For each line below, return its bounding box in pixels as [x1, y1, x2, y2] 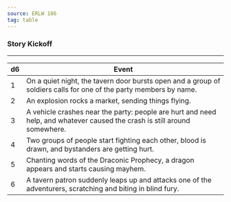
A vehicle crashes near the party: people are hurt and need [26, 107, 217, 117]
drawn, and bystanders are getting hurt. [26, 144, 155, 154]
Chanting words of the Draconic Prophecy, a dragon [26, 155, 195, 165]
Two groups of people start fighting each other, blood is [26, 135, 206, 145]
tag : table [7, 17, 38, 23]
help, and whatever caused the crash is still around [26, 115, 190, 125]
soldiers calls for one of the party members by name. [26, 84, 197, 94]
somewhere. [26, 124, 67, 134]
